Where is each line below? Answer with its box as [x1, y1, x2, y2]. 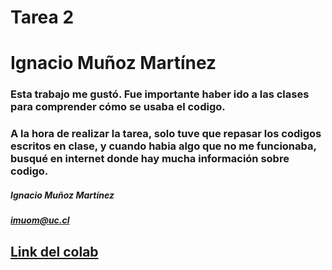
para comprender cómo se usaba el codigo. [10, 100, 226, 114]
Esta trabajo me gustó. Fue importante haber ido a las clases [10, 87, 310, 101]
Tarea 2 [10, 6, 75, 29]
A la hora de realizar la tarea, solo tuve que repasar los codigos [10, 127, 322, 141]
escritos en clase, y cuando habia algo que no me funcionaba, [10, 139, 317, 153]
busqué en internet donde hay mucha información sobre [10, 152, 290, 166]
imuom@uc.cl [10, 214, 70, 226]
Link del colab [10, 243, 99, 260]
